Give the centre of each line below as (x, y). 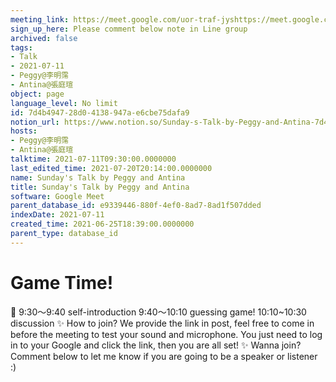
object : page (37, 94)
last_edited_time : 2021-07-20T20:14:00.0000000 (111, 168)
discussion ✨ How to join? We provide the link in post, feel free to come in (162, 323)
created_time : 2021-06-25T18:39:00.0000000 (102, 224)
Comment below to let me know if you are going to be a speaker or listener (164, 356)
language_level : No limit (64, 103)
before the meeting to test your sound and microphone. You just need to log (166, 334)
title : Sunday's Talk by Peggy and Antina (100, 187)
